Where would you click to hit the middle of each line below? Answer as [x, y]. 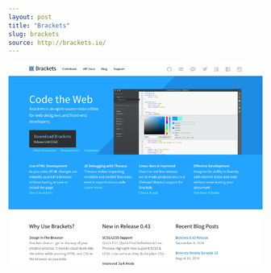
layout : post [30, 17]
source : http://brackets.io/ [57, 43]
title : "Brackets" [39, 25]
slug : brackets [34, 34]
